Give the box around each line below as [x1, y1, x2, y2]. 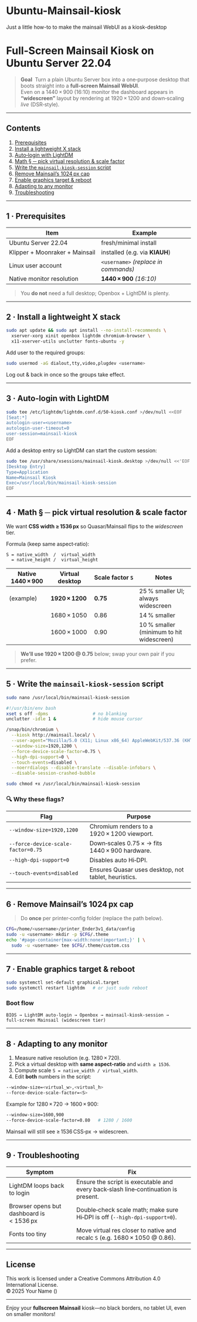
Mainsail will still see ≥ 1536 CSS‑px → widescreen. [6, 1128, 129, 1135]
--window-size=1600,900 [6, 1112, 64, 1118]
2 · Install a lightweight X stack [6, 312, 121, 322]
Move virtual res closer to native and [76, 1226, 177, 1234]
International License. [6, 1282, 59, 1289]
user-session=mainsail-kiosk [6, 431, 77, 437]
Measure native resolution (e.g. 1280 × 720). [14, 1055, 121, 1062]
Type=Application [6, 469, 49, 475]
